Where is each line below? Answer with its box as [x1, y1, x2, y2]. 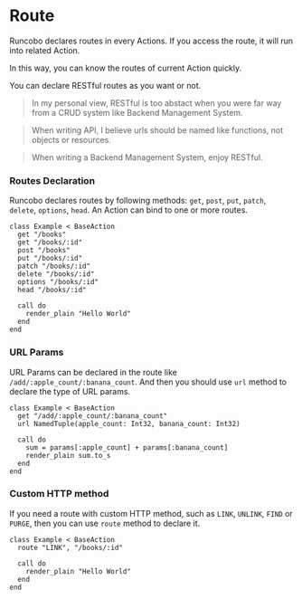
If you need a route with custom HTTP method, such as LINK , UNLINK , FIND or [9, 508, 294, 518]
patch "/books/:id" [17, 261, 91, 271]
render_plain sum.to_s [25, 451, 111, 460]
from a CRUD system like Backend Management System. [31, 107, 243, 118]
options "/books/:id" [17, 278, 99, 287]
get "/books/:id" [17, 238, 83, 247]
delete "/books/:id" [17, 270, 95, 279]
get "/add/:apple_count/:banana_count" [17, 411, 168, 421]
